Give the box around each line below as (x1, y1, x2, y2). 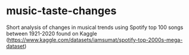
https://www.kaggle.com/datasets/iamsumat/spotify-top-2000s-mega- (8, 36, 183, 43)
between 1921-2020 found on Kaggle (6, 30, 97, 37)
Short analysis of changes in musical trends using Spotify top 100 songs (6, 24, 184, 31)
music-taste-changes (6, 4, 117, 18)
